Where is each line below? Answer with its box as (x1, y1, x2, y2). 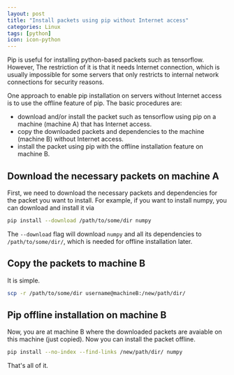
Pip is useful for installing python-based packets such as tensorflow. (7, 55, 205, 64)
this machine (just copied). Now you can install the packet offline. (7, 335, 196, 343)
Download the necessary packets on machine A (7, 170, 219, 182)
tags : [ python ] (7, 29, 52, 37)
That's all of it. (7, 362, 49, 370)
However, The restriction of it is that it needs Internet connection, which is (7, 63, 220, 71)
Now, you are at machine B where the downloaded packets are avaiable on (7, 327, 222, 336)
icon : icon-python (7, 36, 61, 43)
